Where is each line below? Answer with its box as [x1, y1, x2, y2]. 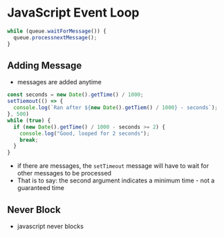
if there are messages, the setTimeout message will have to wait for [17, 162, 209, 170]
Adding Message [7, 59, 82, 71]
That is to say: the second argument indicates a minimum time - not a [17, 176, 215, 184]
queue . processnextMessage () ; [13, 34, 97, 41]
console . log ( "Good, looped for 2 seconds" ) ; [19, 130, 150, 137]
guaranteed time [17, 184, 64, 192]
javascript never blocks [17, 222, 84, 230]
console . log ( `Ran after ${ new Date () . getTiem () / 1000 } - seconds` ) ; [13, 104, 218, 111]
